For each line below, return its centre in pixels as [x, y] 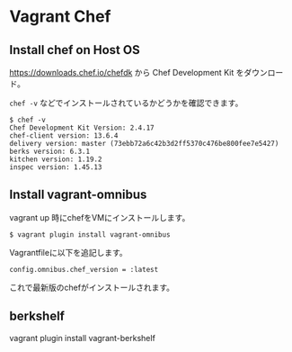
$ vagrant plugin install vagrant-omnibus [90, 235]
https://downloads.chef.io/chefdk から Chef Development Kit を [127, 72]
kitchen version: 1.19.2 [56, 159]
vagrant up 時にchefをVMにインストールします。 [100, 217]
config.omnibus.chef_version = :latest [84, 269]
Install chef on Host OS [75, 50]
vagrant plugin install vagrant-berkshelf [82, 338]
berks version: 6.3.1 [50, 151]
